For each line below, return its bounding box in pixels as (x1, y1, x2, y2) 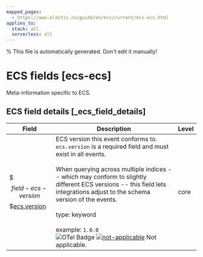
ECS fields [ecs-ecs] (6, 69, 112, 83)
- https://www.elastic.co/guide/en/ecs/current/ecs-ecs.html (11, 15, 169, 21)
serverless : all (11, 31, 53, 37)
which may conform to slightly (61, 172, 147, 181)
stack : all (11, 25, 39, 32)
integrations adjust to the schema (56, 187, 151, 196)
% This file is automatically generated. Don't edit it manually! (6, 48, 157, 55)
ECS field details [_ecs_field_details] (6, 106, 146, 117)
